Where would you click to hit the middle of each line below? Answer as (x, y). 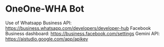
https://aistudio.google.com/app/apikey (47, 39)
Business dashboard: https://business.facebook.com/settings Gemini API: (83, 33)
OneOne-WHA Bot (45, 9)
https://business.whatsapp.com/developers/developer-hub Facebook (78, 28)
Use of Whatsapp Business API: (38, 23)
